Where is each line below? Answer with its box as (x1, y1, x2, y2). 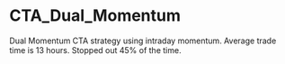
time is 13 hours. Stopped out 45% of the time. (9, 44, 182, 55)
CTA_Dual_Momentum (9, 5, 182, 26)
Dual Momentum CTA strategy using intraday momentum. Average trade (9, 35, 277, 46)
